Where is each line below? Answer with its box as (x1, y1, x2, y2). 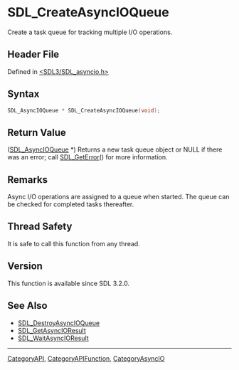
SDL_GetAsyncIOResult (17, 326, 87, 334)
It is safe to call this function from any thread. (7, 239, 140, 248)
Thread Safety (7, 221, 73, 233)
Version (7, 260, 43, 273)
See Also (7, 300, 48, 312)
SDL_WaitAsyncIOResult (17, 334, 89, 342)
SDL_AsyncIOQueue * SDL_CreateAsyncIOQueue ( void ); (7, 107, 161, 114)
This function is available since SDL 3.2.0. (7, 279, 130, 287)
